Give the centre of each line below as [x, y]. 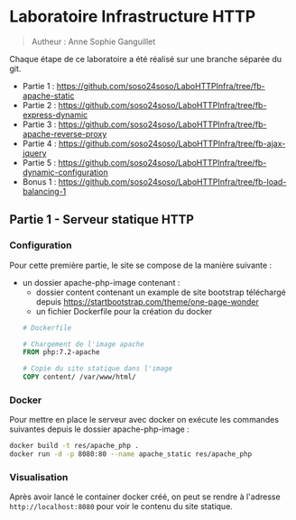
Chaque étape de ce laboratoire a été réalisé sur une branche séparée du [146, 59]
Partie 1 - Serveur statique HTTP [102, 219]
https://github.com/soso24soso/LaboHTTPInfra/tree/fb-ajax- [172, 143]
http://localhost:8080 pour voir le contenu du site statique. [121, 506]
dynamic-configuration [65, 172]
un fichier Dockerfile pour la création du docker [124, 311]
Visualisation [39, 477]
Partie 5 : [39, 162]
